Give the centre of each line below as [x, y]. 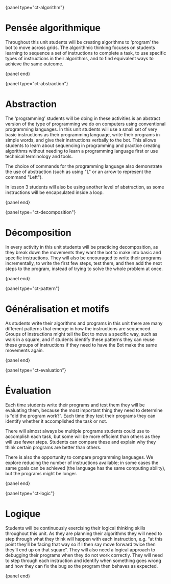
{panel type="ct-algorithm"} [35, 7]
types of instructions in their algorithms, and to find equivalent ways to [80, 58]
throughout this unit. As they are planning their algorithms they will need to [84, 533]
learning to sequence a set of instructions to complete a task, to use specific [86, 53]
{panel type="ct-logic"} [30, 493]
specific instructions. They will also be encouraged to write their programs [83, 258]
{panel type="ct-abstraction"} [37, 83]
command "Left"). [24, 177]
